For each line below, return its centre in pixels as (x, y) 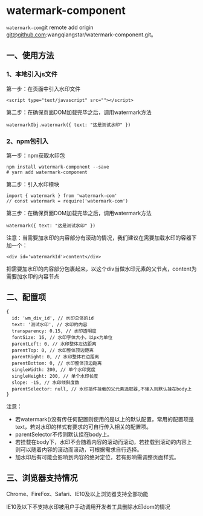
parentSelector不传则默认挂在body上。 (64, 434)
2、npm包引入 (27, 141)
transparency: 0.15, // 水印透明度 (54, 331)
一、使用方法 (30, 55)
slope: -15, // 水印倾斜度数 (46, 383)
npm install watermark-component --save (58, 167)
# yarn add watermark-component (47, 172)
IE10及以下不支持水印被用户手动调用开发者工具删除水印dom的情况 (88, 506)
